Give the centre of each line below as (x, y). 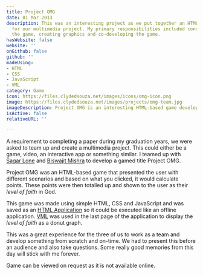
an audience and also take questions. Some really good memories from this (100, 247)
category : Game (25, 91)
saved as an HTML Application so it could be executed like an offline (92, 210)
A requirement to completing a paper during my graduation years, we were (99, 141)
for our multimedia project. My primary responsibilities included (98, 29)
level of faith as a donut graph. (44, 223)
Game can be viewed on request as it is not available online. (81, 266)
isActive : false (27, 113)
